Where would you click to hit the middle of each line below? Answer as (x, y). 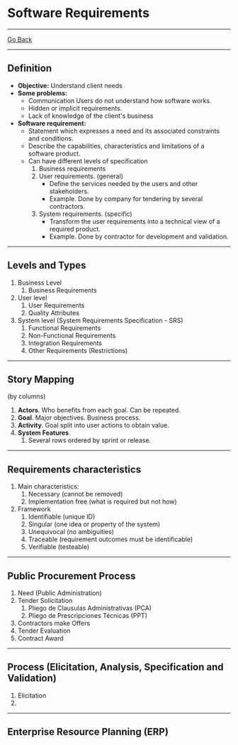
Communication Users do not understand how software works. (120, 100)
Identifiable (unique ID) (62, 517)
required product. (75, 229)
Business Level (40, 283)
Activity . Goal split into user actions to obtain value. (93, 425)
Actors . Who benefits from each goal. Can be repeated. (99, 410)
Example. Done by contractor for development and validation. (139, 236)
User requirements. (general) (81, 176)
